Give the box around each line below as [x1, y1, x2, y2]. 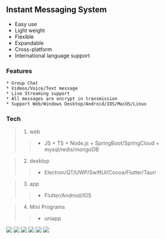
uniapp [44, 215, 62, 222]
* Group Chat [6, 80, 38, 87]
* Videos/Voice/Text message [6, 85, 78, 91]
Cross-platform [14, 46, 52, 53]
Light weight [14, 27, 46, 34]
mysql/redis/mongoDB [44, 146, 99, 153]
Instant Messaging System [6, 5, 107, 15]
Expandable [14, 39, 44, 46]
